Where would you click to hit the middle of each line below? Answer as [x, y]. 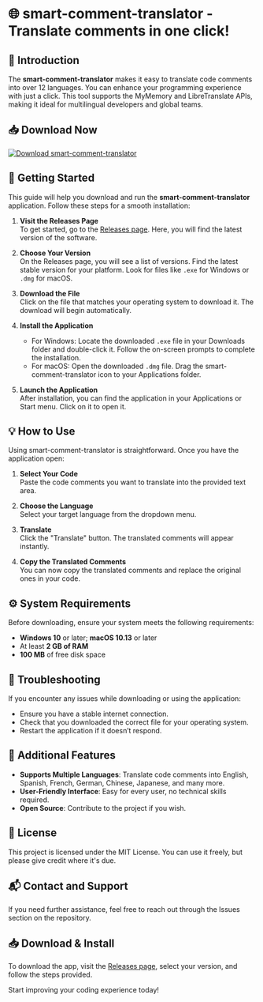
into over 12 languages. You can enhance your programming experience [125, 87]
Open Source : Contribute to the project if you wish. [103, 808]
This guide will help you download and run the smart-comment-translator [129, 197]
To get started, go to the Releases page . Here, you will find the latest [131, 229]
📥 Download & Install [61, 943]
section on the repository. [50, 917]
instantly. [34, 547]
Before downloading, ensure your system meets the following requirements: [131, 623]
